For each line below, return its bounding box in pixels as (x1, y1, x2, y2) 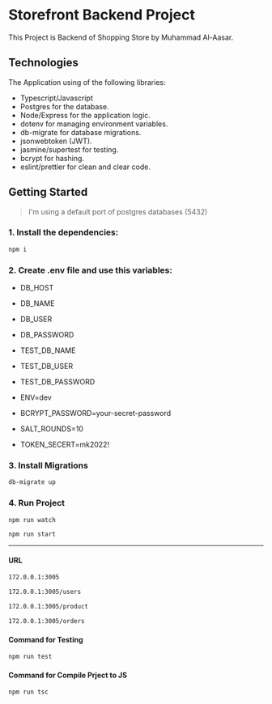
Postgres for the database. (19, 101, 109, 111)
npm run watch (8, 515, 57, 524)
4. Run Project (8, 498, 66, 509)
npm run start (8, 530, 57, 539)
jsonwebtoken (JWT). (19, 136, 92, 146)
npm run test (8, 653, 53, 661)
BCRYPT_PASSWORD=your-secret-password (19, 409, 172, 418)
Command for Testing (8, 634, 83, 644)
